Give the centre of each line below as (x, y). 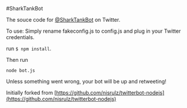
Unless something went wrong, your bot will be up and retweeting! (86, 81)
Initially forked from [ (31, 93)
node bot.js (21, 71)
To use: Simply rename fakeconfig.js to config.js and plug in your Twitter (93, 31)
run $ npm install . (29, 48)
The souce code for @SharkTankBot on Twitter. (63, 20)
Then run (17, 60)
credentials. (20, 37)
